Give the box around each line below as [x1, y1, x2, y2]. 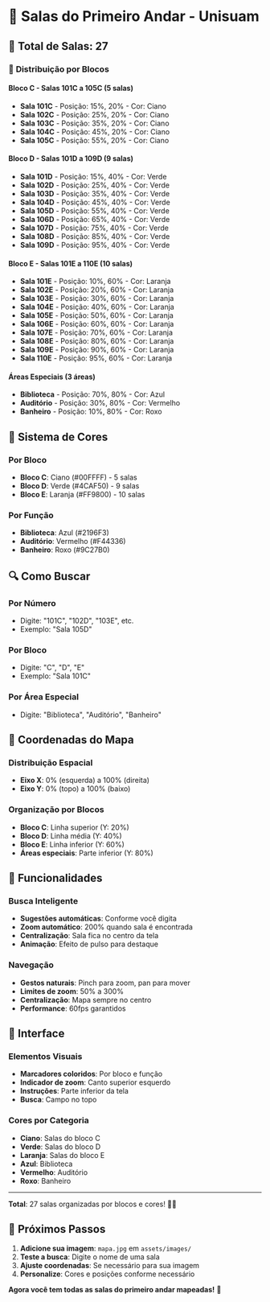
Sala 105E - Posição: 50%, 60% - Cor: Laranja [19, 311, 174, 320]
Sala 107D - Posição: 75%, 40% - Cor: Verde [19, 223, 170, 233]
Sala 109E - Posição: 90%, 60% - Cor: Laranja [19, 345, 174, 355]
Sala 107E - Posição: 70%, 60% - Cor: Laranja [19, 328, 174, 337]
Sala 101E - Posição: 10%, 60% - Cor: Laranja [19, 277, 171, 286]
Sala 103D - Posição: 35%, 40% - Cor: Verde [19, 188, 170, 198]
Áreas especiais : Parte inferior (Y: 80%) [19, 848, 154, 858]
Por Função [8, 509, 54, 521]
